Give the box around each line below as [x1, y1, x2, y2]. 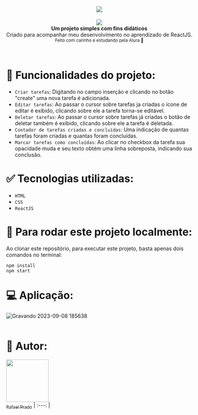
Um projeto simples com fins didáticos [51, 24, 148, 32]
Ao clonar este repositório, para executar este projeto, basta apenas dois [6, 245, 184, 252]
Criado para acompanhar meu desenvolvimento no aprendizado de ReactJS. [6, 31, 193, 38]
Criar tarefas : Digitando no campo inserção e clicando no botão [14, 88, 174, 95]
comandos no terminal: [6, 251, 62, 258]
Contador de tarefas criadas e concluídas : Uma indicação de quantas [14, 126, 189, 133]
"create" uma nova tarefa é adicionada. [14, 94, 111, 101]
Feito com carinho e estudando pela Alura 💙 [55, 37, 144, 43]
